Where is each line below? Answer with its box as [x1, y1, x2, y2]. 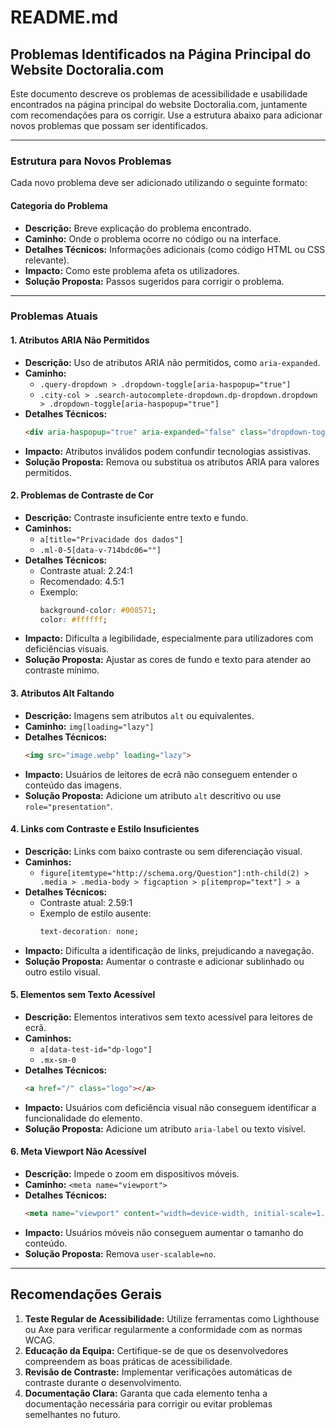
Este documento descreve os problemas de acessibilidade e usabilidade [10, 88, 308, 100]
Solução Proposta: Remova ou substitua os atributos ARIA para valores [24, 456, 320, 468]
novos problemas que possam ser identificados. [10, 120, 209, 131]
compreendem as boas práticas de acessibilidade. [24, 1355, 233, 1367]
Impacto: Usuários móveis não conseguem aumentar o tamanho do [24, 1226, 304, 1238]
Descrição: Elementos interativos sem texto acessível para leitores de [24, 1011, 313, 1023]
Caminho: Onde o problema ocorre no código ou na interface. [24, 232, 282, 245]
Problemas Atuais [10, 309, 98, 323]
